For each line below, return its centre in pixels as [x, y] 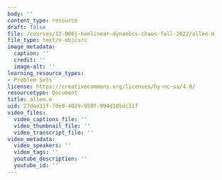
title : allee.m [30, 100]
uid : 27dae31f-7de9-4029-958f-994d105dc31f [73, 106]
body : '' [20, 14]
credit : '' [30, 60]
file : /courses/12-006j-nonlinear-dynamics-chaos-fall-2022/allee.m [111, 34]
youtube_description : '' [51, 159]
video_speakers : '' [43, 146]
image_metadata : [31, 47]
